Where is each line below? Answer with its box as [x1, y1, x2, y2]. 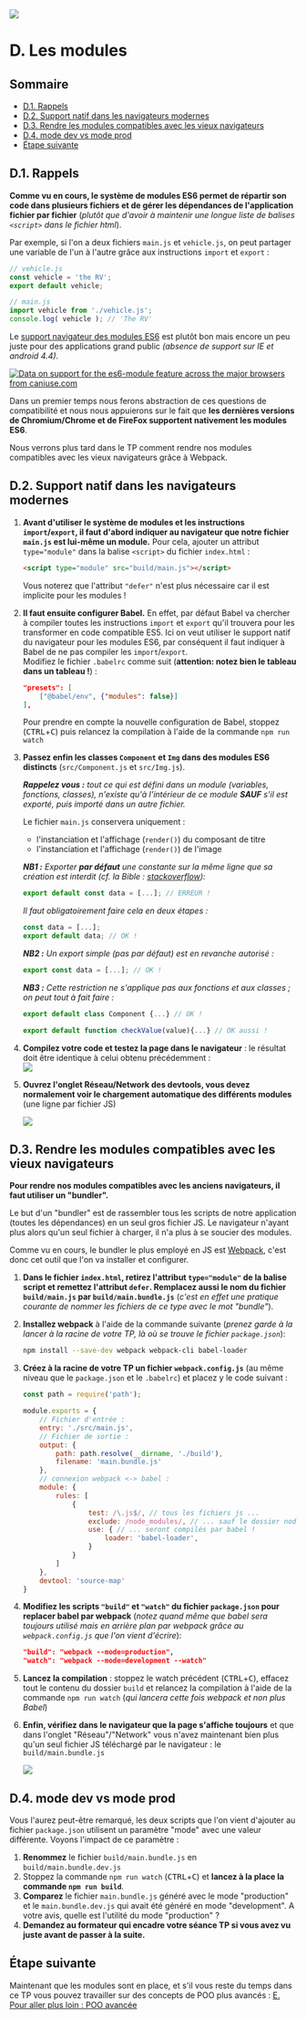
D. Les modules [9, 40, 127, 61]
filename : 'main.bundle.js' [56, 1457, 162, 1467]
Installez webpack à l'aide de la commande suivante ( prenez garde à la [22, 1318, 293, 1330]
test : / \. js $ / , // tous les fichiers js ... [87, 1508, 260, 1517]
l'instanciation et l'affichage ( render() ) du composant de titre [36, 834, 266, 845]
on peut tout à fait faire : [22, 992, 115, 1003]
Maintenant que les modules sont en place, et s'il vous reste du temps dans [9, 1980, 293, 1991]
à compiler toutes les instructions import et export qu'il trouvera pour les [22, 617, 295, 628]
